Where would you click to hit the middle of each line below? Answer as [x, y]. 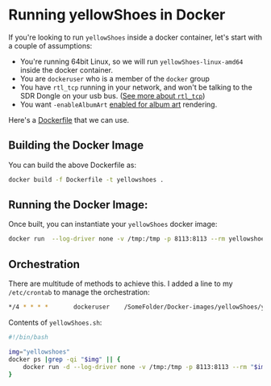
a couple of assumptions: [50, 45]
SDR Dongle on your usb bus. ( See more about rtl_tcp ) [113, 95]
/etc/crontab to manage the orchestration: [79, 292]
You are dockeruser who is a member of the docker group [115, 78]
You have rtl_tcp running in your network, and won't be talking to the [136, 87]
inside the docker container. [66, 69]
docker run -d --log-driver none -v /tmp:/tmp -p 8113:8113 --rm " [138, 367]
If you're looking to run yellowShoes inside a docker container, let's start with [135, 37]
